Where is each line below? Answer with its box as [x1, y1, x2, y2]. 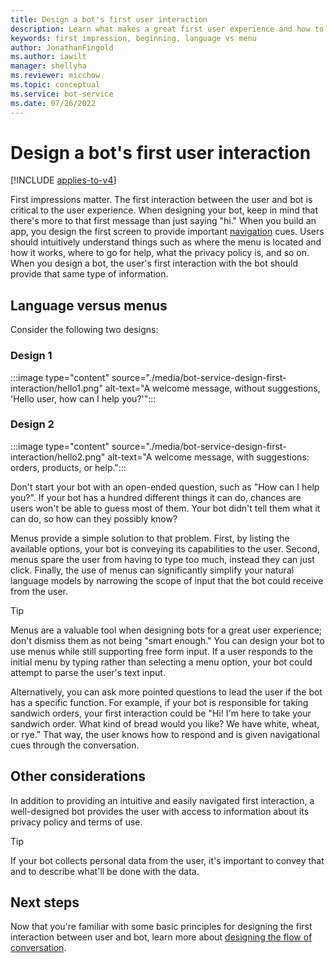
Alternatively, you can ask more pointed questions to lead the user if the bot [10, 686, 323, 698]
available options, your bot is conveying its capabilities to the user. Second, [10, 542, 320, 555]
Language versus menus [10, 297, 168, 314]
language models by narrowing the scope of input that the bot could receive [10, 574, 324, 586]
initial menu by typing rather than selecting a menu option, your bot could [10, 656, 313, 668]
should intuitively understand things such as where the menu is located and [10, 236, 322, 248]
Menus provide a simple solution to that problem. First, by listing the [10, 532, 290, 544]
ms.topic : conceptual [10, 80, 101, 90]
